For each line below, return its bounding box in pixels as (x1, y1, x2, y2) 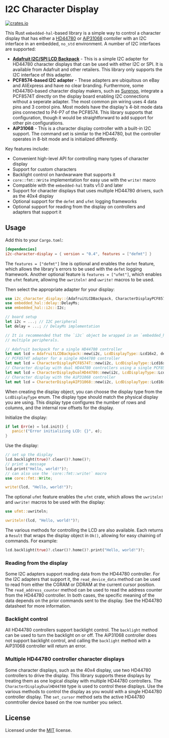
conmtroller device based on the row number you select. (5, 699, 123, 705)
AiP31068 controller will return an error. (5, 643, 87, 649)
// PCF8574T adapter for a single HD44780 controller (5, 356, 121, 361)
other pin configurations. (12, 120, 64, 126)
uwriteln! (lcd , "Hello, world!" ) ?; (5, 518, 80, 523)
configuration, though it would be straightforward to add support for (12, 114, 153, 120)
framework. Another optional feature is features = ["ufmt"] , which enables (5, 271, 162, 277)
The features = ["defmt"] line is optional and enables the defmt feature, (5, 260, 155, 266)
